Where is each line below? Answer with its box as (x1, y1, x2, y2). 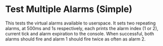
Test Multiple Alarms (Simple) (5, 3, 133, 15)
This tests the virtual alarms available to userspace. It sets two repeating (5, 20, 156, 26)
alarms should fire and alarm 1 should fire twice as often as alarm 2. (5, 36, 146, 42)
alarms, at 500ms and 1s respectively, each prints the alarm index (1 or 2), (5, 25, 158, 31)
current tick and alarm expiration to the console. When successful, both (5, 30, 154, 36)
